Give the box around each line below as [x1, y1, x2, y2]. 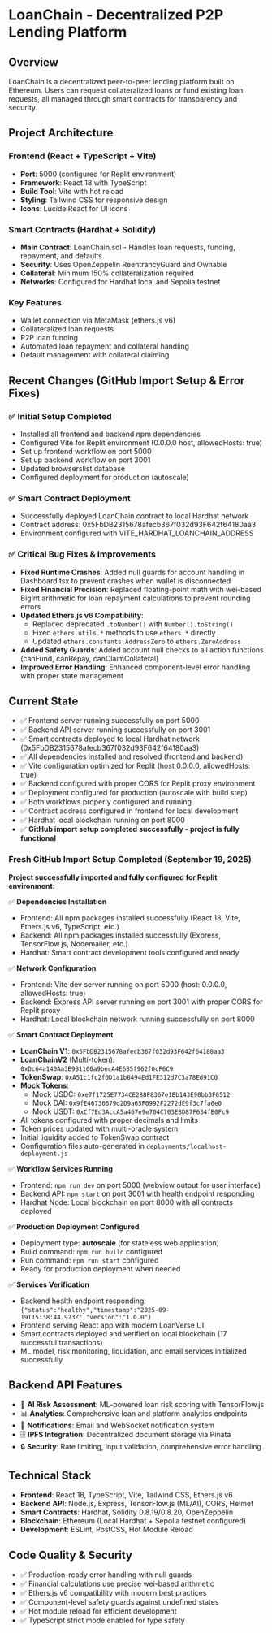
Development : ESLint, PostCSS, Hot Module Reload [19, 1525, 193, 1535]
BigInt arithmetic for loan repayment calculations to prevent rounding [19, 593, 251, 603]
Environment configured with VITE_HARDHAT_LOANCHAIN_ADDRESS [19, 528, 254, 538]
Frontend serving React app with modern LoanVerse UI [19, 1320, 205, 1330]
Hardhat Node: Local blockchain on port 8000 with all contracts [19, 1197, 234, 1207]
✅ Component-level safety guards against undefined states [19, 1597, 219, 1607]
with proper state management [19, 670, 124, 680]
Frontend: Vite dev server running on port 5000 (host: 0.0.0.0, [19, 979, 227, 989]
